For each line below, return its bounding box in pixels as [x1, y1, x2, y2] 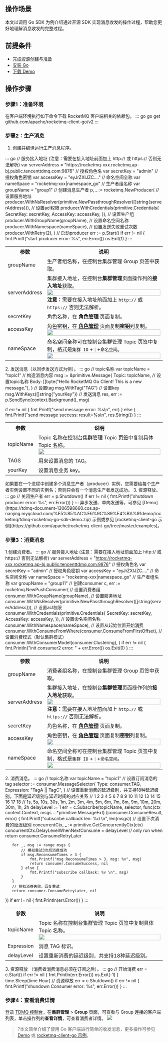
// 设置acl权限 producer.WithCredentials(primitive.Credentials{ [31, 205, 159, 211]
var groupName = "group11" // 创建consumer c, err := [10, 580, 121, 586]
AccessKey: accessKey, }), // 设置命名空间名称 [5, 616, 101, 622]
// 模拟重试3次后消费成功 [20, 847, 67, 853]
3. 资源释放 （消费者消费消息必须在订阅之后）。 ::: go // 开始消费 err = [5, 966, 147, 972]
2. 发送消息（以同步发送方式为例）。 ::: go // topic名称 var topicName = [5, 366, 150, 372]
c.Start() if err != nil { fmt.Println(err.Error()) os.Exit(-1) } [5, 972, 119, 978]
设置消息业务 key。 [38, 466, 83, 473]
